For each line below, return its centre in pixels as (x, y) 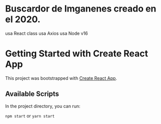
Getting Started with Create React (77, 54)
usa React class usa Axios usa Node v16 (47, 33)
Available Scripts (32, 94)
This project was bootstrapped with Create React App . (61, 78)
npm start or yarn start (30, 115)
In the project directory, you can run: (43, 106)
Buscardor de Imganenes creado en (81, 9)
